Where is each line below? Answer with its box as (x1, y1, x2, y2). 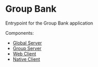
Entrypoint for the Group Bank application (5, 20, 93, 26)
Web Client (12, 51, 36, 57)
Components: (5, 30, 34, 36)
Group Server (12, 45, 42, 51)
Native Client (12, 56, 40, 62)
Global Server (12, 39, 42, 46)
